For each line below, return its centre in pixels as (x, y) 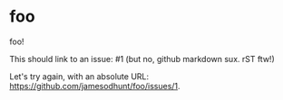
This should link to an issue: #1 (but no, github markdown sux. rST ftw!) (142, 59)
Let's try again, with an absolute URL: (79, 76)
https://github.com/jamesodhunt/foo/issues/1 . (95, 86)
